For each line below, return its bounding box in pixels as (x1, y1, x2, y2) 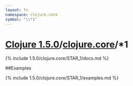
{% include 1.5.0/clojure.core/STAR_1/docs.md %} (5, 55, 109, 61)
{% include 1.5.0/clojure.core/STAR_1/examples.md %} (5, 75, 119, 81)
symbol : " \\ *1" (5, 17, 38, 22)
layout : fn (5, 7, 28, 13)
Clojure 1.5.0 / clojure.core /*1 (5, 38, 128, 50)
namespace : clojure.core (5, 12, 58, 17)
